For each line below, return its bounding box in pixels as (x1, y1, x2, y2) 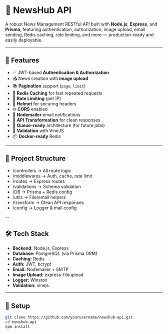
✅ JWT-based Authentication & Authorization (12, 69, 109, 75)
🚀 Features (5, 56, 39, 64)
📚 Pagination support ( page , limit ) (12, 82, 86, 89)
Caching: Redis (12, 256, 45, 262)
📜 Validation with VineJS (12, 127, 64, 133)
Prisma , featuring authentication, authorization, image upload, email (5, 26, 145, 32)
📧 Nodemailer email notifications (12, 111, 81, 117)
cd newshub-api (5, 319, 37, 324)
